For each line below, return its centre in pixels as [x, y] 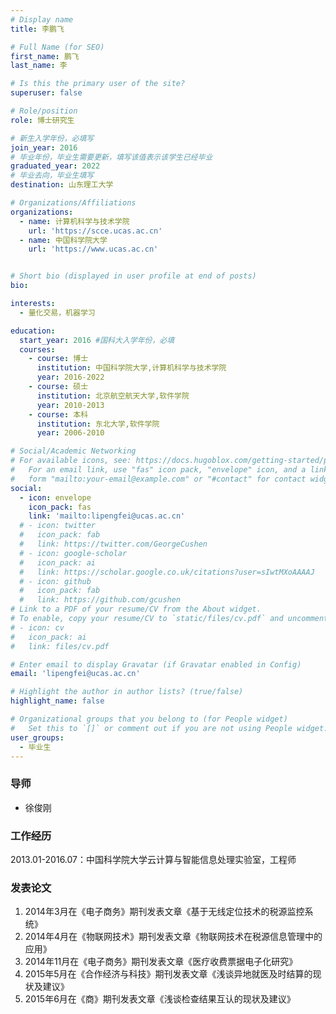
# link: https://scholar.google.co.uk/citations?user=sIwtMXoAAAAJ [167, 572]
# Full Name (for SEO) [57, 47]
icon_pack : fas [60, 507]
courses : [37, 349]
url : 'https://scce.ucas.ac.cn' [95, 231]
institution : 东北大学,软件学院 [98, 424]
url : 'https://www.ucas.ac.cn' [93, 249]
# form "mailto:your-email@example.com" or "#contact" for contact [158, 479]
